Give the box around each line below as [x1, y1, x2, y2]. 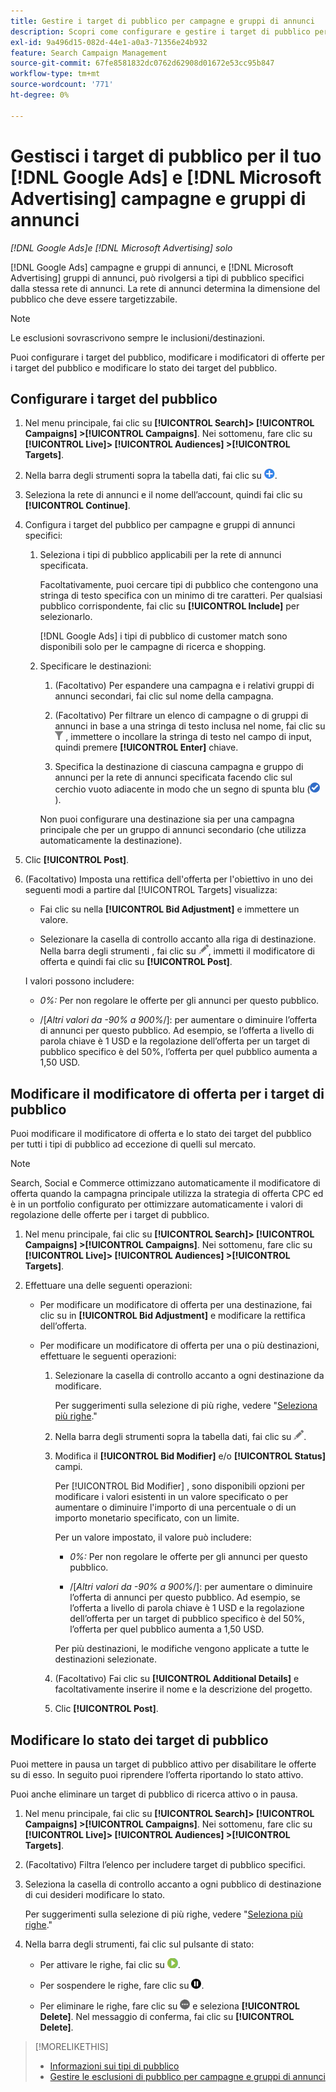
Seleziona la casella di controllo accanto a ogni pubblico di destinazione [24, 1878, 322, 1890]
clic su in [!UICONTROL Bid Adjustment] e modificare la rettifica [39, 1310, 306, 1322]
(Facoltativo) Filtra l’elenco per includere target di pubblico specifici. [24, 1859, 306, 1870]
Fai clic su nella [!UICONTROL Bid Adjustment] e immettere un [39, 903, 300, 915]
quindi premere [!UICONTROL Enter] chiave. [54, 741, 239, 754]
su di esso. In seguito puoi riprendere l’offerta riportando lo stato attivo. [10, 1769, 304, 1780]
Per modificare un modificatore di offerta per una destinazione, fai [39, 1299, 313, 1311]
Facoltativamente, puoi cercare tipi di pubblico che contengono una [39, 579, 319, 591]
